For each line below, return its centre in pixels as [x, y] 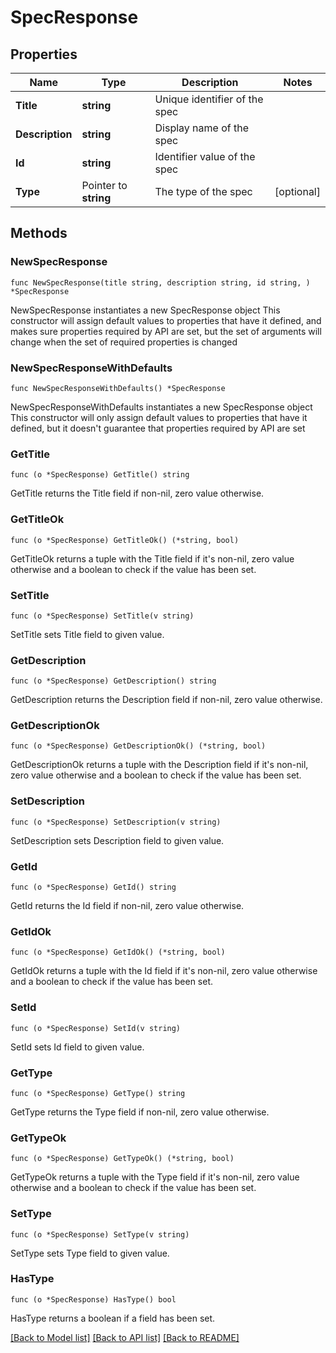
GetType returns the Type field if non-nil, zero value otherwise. [140, 1112]
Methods [39, 233]
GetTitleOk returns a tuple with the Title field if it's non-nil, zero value [152, 558]
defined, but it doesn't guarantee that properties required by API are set [158, 428]
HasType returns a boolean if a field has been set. [113, 1318]
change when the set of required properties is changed [124, 342]
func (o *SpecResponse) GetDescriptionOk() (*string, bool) [138, 746]
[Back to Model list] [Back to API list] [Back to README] [125, 1337]
